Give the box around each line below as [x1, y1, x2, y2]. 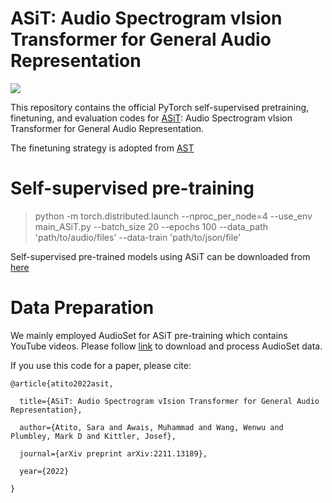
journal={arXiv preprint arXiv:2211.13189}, [19, 448, 208, 459]
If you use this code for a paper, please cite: [10, 359, 192, 371]
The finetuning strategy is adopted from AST [10, 142, 195, 154]
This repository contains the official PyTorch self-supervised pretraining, [10, 101, 310, 113]
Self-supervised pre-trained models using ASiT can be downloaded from [10, 250, 311, 262]
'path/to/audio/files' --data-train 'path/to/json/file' [34, 231, 242, 243]
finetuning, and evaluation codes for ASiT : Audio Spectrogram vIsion [10, 112, 293, 124]
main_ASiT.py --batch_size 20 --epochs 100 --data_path [34, 220, 268, 232]
